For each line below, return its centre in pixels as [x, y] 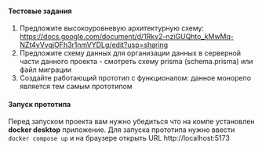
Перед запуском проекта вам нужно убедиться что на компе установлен [131, 122]
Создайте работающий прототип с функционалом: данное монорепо [135, 78]
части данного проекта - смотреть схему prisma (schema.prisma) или [136, 62]
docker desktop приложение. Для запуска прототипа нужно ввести [122, 130]
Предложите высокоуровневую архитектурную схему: [111, 28]
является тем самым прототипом [76, 87]
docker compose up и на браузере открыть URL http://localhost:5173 [119, 138]
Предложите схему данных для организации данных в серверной [130, 53]
